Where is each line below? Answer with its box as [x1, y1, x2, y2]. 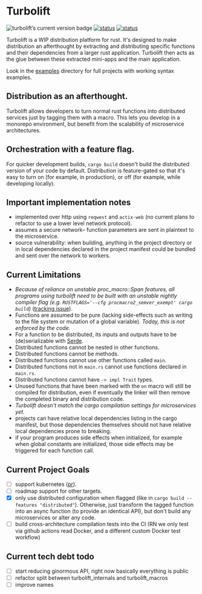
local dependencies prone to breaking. [15, 428, 112, 435]
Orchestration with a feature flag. [6, 144, 135, 155]
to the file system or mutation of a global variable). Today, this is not [15, 318, 185, 325]
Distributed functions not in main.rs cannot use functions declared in [15, 363, 187, 371]
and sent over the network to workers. [15, 252, 111, 259]
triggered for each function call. [15, 447, 95, 454]
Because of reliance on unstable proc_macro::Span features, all [15, 286, 175, 293]
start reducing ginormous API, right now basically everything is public [15, 567, 189, 575]
